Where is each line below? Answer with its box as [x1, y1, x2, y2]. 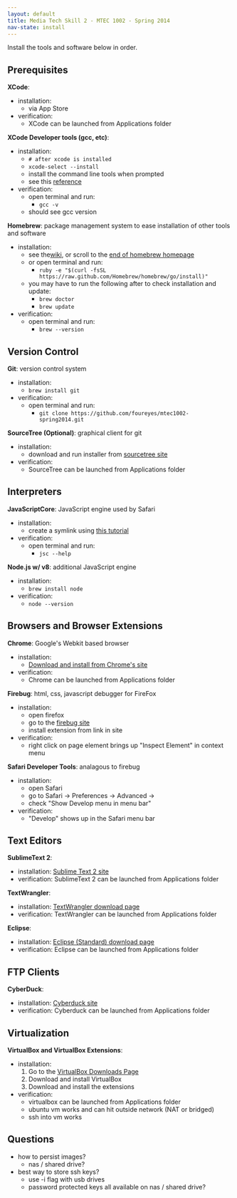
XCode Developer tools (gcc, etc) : [7, 133, 110, 142]
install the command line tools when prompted [28, 170, 164, 178]
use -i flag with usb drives [28, 1174, 105, 1184]
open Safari [28, 784, 63, 792]
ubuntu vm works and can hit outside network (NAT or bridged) [28, 1105, 215, 1114]
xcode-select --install [28, 163, 100, 171]
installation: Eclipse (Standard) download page [17, 938, 154, 946]
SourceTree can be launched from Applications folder [28, 465, 186, 473]
